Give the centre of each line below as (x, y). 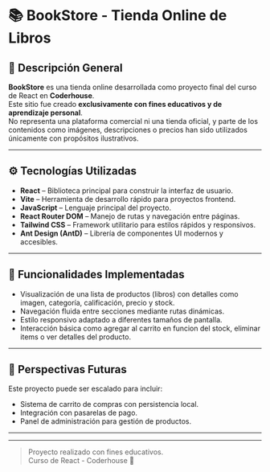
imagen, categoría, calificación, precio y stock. (97, 302)
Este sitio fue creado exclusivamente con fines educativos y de (115, 104)
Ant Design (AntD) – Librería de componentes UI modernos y (121, 233)
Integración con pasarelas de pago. (79, 413)
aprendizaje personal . (45, 113)
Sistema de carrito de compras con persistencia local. (109, 404)
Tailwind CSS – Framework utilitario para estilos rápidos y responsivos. (137, 224)
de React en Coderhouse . (51, 96)
